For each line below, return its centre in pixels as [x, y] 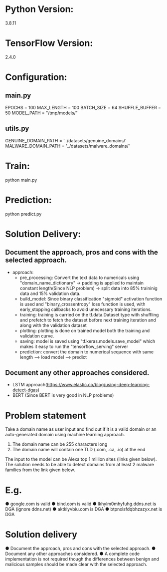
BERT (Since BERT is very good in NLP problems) [63, 395]
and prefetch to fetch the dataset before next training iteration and [88, 320]
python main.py [21, 180]
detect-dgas [25, 390]
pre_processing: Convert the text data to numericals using [80, 278]
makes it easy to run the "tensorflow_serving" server [74, 346]
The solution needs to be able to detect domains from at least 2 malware [80, 465]
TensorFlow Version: [49, 43]
